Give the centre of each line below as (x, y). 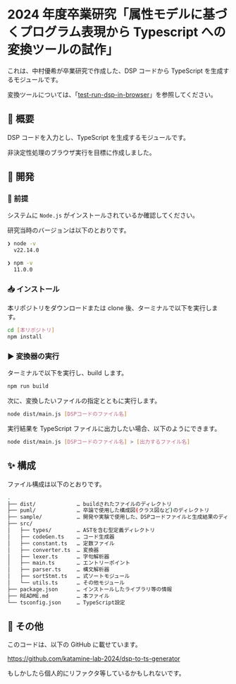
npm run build (28, 387)
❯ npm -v (20, 263)
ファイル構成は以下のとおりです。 (56, 484)
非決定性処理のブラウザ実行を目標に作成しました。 (81, 152)
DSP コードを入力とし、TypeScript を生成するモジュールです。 (99, 137)
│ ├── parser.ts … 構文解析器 (58, 570)
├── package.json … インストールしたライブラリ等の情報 (90, 589)
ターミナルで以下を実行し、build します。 (68, 373)
